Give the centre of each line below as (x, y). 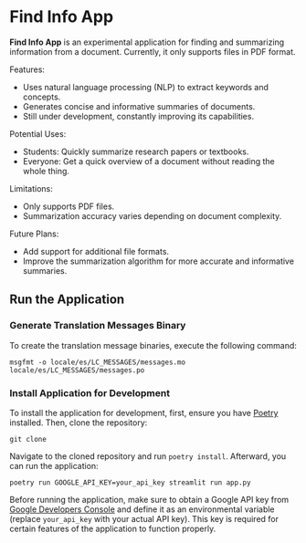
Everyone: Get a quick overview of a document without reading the (149, 161)
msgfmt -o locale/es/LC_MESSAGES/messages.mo (97, 362)
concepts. (42, 97)
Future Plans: (34, 234)
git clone (28, 439)
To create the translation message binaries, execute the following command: (153, 345)
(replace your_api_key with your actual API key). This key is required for (144, 518)
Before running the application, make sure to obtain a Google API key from (149, 499)
